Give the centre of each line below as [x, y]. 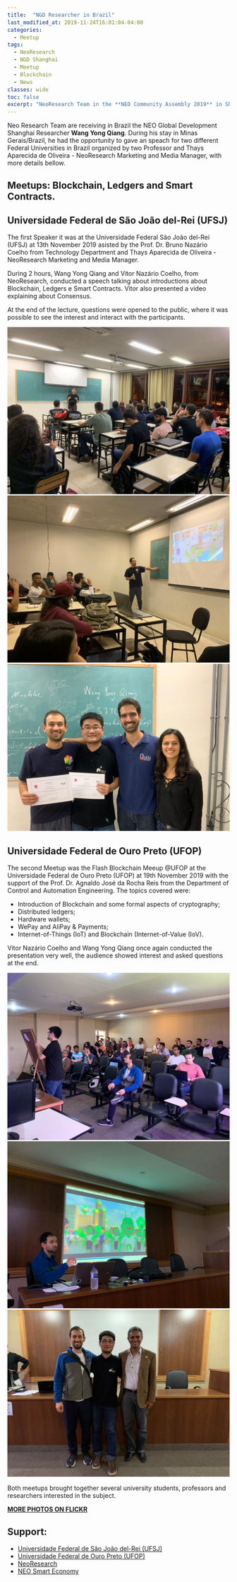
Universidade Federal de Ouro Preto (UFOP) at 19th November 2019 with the [118, 876]
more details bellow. [36, 163]
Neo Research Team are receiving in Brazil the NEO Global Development [112, 126]
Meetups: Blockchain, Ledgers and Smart [100, 185]
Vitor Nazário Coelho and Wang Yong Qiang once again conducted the [110, 948]
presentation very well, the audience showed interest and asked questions [115, 955]
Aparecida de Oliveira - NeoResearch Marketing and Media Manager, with [115, 156]
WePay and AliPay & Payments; [63, 927]
